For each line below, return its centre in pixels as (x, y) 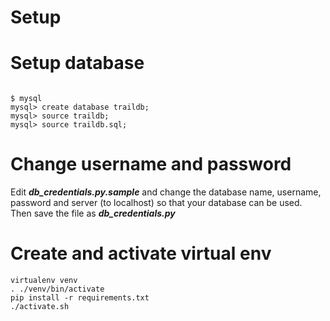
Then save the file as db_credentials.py (93, 213)
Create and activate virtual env (141, 253)
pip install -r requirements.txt (80, 298)
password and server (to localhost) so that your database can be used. (156, 203)
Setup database (77, 63)
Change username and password (151, 164)
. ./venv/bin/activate (57, 289)
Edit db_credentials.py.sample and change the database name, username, (166, 192)
